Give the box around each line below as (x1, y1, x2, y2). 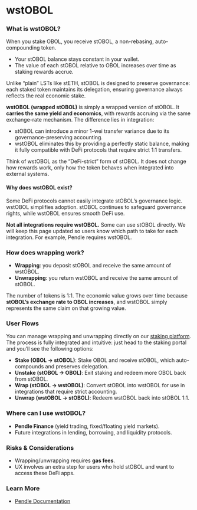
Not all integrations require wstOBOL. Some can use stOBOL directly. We (6, 221, 186, 228)
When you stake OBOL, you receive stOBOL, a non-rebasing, (6, 38, 155, 45)
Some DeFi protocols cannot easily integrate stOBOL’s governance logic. (6, 197, 183, 204)
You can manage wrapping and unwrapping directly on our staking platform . (6, 333, 192, 340)
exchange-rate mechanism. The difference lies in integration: (6, 116, 155, 123)
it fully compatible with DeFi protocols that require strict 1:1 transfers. (14, 146, 182, 153)
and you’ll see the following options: (6, 345, 94, 352)
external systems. (6, 171, 50, 178)
